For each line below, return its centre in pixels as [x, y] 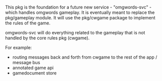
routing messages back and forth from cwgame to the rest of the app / [85, 57]
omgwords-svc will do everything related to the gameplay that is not [75, 33]
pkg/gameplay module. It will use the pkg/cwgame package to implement [80, 18]
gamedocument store [34, 73]
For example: [19, 47]
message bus [26, 62]
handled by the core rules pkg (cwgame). [47, 38]
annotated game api [33, 68]
